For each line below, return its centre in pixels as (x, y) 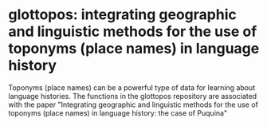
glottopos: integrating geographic (122, 15)
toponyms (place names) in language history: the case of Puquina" (118, 112)
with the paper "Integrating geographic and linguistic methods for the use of (133, 104)
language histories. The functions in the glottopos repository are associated (133, 96)
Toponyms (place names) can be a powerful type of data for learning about (132, 87)
